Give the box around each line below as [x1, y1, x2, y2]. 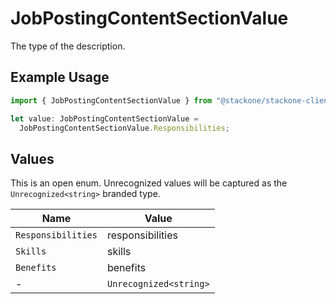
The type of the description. [10, 40, 126, 52]
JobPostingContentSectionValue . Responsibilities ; [19, 123, 230, 133]
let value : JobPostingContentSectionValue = [10, 113, 199, 124]
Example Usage [10, 69, 110, 86]
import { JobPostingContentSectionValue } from [10, 95, 213, 106]
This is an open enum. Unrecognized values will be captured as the [10, 177, 288, 189]
